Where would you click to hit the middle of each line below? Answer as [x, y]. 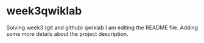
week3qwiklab [44, 11]
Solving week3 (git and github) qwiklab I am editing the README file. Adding [102, 27]
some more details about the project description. [68, 33]
